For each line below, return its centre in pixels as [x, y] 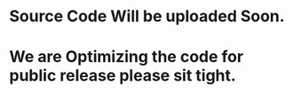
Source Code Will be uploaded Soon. [147, 16]
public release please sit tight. [123, 76]
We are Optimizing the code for [127, 57]
